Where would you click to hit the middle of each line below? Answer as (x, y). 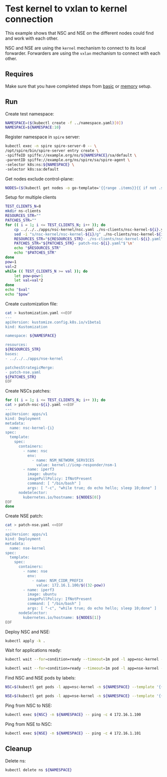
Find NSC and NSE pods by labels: (41, 678)
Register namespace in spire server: (43, 137)
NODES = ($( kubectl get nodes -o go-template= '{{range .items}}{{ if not (81, 188)
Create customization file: (32, 303)
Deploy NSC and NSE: (28, 632)
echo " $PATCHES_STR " (35, 253)
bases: (12, 354)
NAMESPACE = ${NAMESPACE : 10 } (33, 127)
